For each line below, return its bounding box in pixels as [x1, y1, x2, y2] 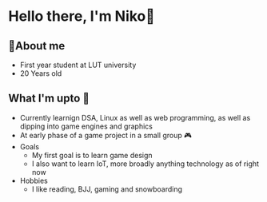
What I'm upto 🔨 [8, 92, 90, 105]
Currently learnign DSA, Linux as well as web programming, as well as [19, 113, 251, 122]
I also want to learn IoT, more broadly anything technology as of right [31, 159, 260, 168]
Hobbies [19, 176, 48, 185]
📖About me [8, 39, 66, 53]
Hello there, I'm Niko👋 [8, 7, 156, 26]
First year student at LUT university [19, 60, 137, 69]
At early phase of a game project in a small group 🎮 [19, 130, 192, 140]
